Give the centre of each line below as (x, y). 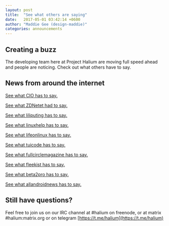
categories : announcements (34, 29)
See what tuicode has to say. (36, 145)
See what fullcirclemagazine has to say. (47, 154)
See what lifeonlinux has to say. (38, 135)
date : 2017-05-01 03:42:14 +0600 (43, 19)
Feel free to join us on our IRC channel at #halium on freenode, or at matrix (83, 212)
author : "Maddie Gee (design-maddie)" (46, 24)
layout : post (19, 10)
